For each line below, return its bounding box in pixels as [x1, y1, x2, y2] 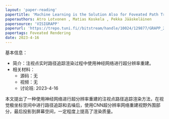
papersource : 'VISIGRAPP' [5, 21, 59, 26]
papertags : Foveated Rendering [5, 30, 71, 35]
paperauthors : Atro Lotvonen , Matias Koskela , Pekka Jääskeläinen [5, 16, 152, 21]
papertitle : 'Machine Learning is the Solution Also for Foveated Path [5, 12, 158, 17]
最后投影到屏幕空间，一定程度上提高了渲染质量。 [14, 108, 116, 114]
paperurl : [5, 26, 26, 31]
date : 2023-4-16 [5, 35, 39, 40]
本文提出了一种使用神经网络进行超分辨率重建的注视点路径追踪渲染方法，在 [5, 95, 159, 101]
